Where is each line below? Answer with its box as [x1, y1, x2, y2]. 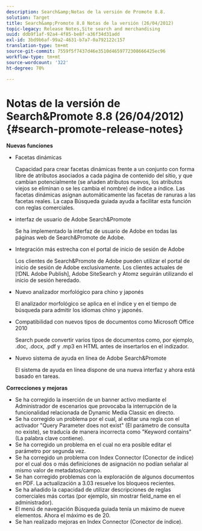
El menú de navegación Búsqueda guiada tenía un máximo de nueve [14, 506, 185, 513]
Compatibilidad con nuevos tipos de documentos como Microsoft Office [14, 318, 194, 325]
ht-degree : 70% [6, 65, 45, 71]
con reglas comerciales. [14, 204, 75, 212]
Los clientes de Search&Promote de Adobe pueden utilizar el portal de [14, 258, 190, 265]
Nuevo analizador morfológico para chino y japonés [14, 288, 144, 296]
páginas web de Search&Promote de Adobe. [14, 234, 125, 241]
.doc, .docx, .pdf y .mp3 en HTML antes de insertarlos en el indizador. [14, 343, 189, 350]
